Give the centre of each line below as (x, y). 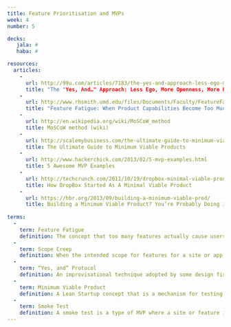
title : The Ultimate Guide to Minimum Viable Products (106, 147)
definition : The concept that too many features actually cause (113, 236)
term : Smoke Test (44, 306)
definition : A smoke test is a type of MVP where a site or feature (120, 313)
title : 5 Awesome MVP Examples (70, 166)
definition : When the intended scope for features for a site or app (121, 256)
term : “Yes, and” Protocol (58, 269)
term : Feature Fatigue (52, 230)
